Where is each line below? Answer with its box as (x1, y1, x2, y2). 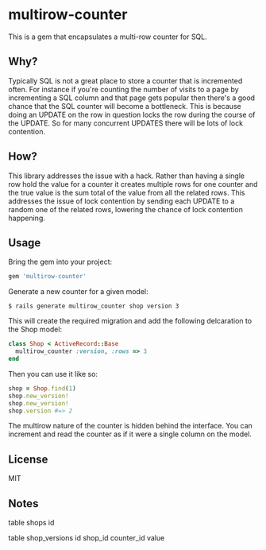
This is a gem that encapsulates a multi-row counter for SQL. (8, 32, 208, 41)
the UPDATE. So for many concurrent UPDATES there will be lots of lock (8, 118, 244, 128)
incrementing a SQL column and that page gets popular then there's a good (8, 93, 256, 103)
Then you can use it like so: (8, 369, 98, 378)
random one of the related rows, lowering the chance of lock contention (8, 204, 244, 214)
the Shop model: (8, 324, 62, 335)
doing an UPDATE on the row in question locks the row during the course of (8, 110, 256, 119)
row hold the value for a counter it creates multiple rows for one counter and (8, 179, 258, 188)
